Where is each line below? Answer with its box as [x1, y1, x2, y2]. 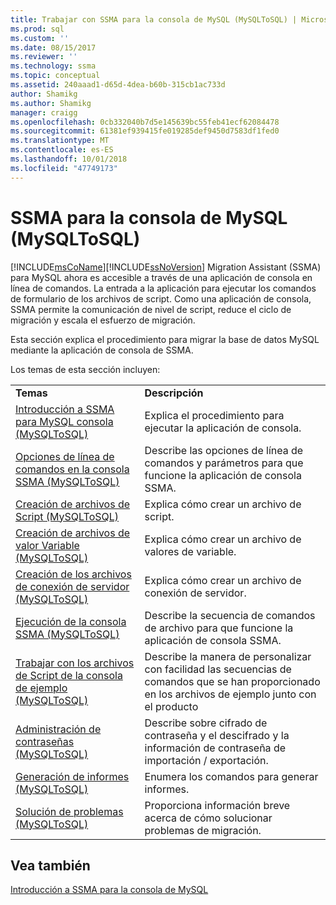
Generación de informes [15, 769, 130, 783]
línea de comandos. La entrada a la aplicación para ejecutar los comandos [10, 282, 317, 294]
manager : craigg [10, 107, 78, 118]
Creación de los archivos [15, 567, 132, 581]
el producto [144, 699, 199, 713]
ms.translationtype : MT [10, 136, 110, 146]
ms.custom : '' [10, 33, 70, 43]
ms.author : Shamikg [10, 98, 92, 108]
